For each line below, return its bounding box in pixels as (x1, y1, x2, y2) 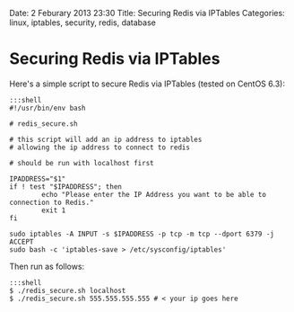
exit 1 (41, 206, 66, 215)
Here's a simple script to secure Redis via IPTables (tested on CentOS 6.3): (9, 78, 285, 89)
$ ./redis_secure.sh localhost (9, 286, 126, 295)
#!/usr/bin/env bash (9, 103, 87, 112)
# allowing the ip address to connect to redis (9, 143, 191, 152)
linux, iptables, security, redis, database (9, 17, 157, 28)
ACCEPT (9, 237, 34, 246)
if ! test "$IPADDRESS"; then (9, 182, 123, 192)
